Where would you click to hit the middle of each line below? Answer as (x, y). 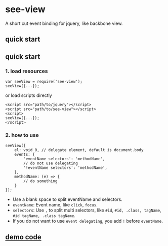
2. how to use (22, 135)
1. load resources (27, 71)
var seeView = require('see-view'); (44, 82)
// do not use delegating (51, 163)
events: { (25, 155)
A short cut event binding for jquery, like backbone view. (64, 23)
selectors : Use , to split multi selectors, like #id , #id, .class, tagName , (87, 210)
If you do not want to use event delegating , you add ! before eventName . (88, 221)
